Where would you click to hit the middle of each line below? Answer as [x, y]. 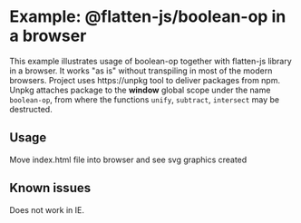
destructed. [31, 109]
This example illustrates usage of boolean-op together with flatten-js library [150, 61]
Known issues [50, 188]
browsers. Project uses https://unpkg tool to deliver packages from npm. [145, 80]
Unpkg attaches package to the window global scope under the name [140, 90]
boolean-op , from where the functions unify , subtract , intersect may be [144, 99]
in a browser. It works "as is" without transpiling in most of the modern [141, 71]
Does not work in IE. [47, 209]
